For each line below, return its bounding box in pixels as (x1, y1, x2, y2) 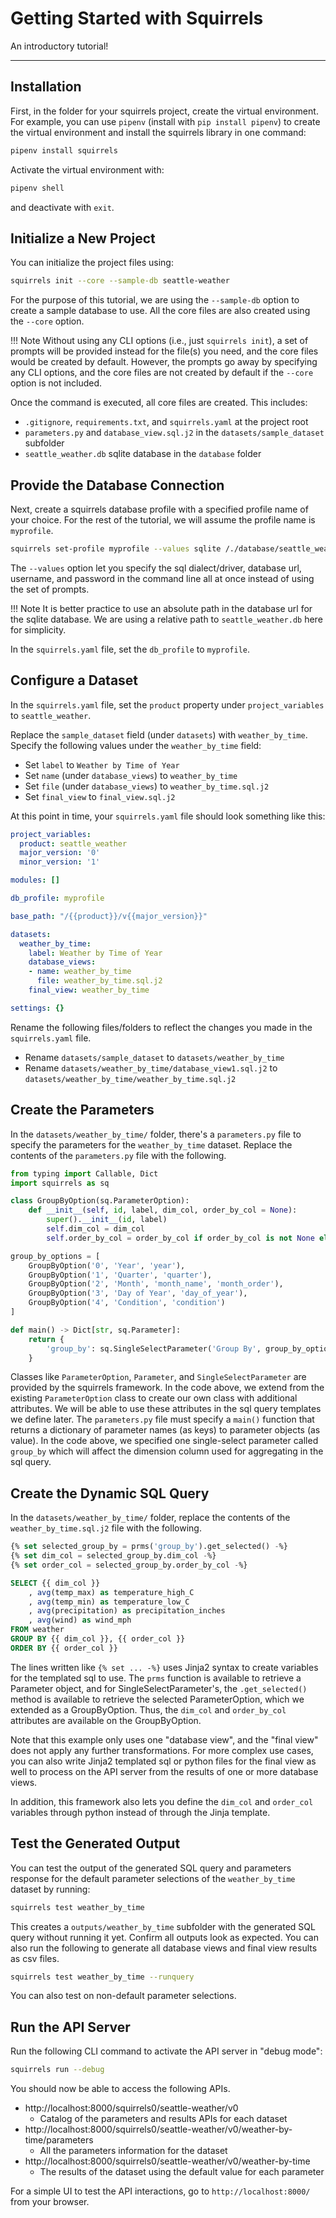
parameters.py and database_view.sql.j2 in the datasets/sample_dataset (24, 427, 325, 439)
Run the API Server (10, 2018, 131, 2036)
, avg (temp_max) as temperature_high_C (28, 1587, 195, 1597)
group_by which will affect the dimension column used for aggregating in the (10, 1445, 324, 1457)
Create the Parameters (10, 1102, 155, 1119)
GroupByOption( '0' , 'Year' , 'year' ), (28, 1260, 186, 1271)
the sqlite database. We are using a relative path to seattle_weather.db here (10, 613, 323, 625)
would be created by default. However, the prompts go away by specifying (10, 356, 318, 368)
